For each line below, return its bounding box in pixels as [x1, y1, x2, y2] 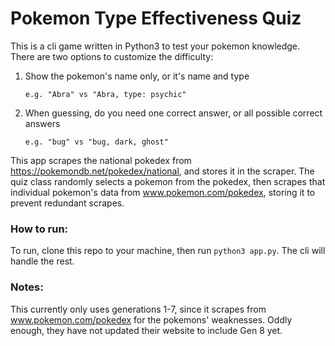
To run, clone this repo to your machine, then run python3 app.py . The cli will [10, 245, 326, 257]
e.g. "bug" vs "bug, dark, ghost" [24, 137, 169, 147]
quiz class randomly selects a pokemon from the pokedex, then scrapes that [10, 175, 326, 187]
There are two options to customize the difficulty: [10, 50, 214, 62]
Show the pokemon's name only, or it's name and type [24, 70, 250, 82]
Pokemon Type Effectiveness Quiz [10, 7, 302, 30]
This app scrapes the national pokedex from [10, 154, 192, 166]
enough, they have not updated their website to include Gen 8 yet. [10, 324, 283, 336]
